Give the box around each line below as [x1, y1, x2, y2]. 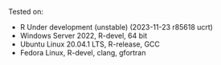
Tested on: [8, 7, 44, 16]
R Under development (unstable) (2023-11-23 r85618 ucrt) [19, 22, 213, 31]
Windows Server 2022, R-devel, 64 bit [19, 31, 148, 40]
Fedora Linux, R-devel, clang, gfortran [19, 48, 146, 57]
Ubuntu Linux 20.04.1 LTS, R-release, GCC [19, 39, 161, 49]
